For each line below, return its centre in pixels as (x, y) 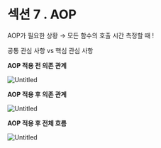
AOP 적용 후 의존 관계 (37, 94)
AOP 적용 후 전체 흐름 (37, 123)
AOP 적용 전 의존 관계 (37, 65)
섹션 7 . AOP (42, 15)
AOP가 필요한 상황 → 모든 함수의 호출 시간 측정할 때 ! (81, 35)
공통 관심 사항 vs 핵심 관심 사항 (50, 50)
